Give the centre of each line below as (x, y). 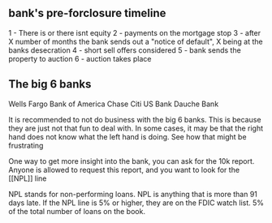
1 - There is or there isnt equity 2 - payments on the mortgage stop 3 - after (135, 32)
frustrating (26, 145)
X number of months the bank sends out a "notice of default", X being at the (136, 41)
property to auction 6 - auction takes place (80, 58)
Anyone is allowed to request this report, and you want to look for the (124, 169)
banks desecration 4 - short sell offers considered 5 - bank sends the (125, 50)
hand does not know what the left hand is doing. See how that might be (127, 136)
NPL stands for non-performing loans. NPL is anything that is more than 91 (133, 194)
